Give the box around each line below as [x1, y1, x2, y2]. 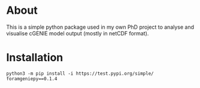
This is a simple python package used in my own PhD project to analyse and [6, 23, 195, 31]
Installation [6, 51, 63, 65]
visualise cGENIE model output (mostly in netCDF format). [6, 29, 149, 37]
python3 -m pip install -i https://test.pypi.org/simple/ [6, 70, 154, 77]
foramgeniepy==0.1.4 [6, 75, 58, 81]
